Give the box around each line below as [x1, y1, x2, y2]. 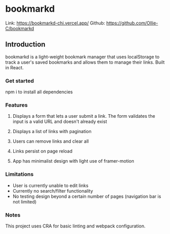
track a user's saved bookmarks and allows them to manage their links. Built [5, 59, 165, 65]
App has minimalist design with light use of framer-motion [12, 158, 134, 164]
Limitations [5, 171, 34, 178]
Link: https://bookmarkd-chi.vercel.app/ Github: [5, 20, 105, 26]
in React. [5, 64, 24, 70]
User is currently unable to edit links [12, 182, 89, 189]
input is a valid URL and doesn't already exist [12, 118, 107, 125]
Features [5, 101, 28, 109]
